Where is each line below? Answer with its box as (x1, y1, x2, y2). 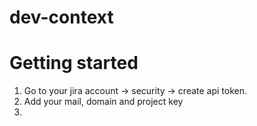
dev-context (9, 6, 114, 29)
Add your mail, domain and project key (23, 96, 184, 108)
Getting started (9, 52, 139, 75)
